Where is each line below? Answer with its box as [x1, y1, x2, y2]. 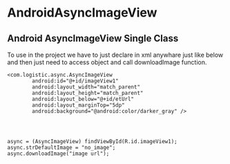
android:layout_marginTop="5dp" [32, 102, 126, 109]
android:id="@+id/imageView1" [32, 78, 119, 84]
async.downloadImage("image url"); [7, 150, 110, 157]
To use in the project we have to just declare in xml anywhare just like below [7, 51, 223, 59]
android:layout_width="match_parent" [32, 84, 140, 91]
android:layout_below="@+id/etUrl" [32, 95, 135, 102]
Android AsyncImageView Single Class [7, 33, 179, 44]
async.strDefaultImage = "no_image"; [7, 144, 116, 151]
